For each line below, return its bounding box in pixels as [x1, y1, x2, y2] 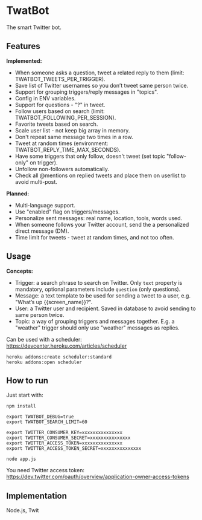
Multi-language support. [14, 201, 75, 209]
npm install [6, 403, 36, 409]
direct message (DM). [14, 227, 69, 235]
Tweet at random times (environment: [14, 140, 109, 147]
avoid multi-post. [14, 178, 57, 185]
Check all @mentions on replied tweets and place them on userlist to [14, 172, 186, 179]
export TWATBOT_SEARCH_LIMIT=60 [6, 419, 87, 425]
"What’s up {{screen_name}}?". [14, 298, 93, 305]
